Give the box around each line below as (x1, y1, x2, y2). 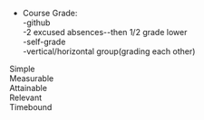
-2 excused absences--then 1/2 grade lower (22, 27, 188, 37)
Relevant (9, 92, 43, 103)
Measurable (9, 73, 54, 84)
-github (22, 17, 51, 28)
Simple (9, 63, 35, 74)
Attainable (9, 83, 48, 93)
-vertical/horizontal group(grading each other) (22, 46, 196, 57)
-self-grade (22, 36, 66, 47)
